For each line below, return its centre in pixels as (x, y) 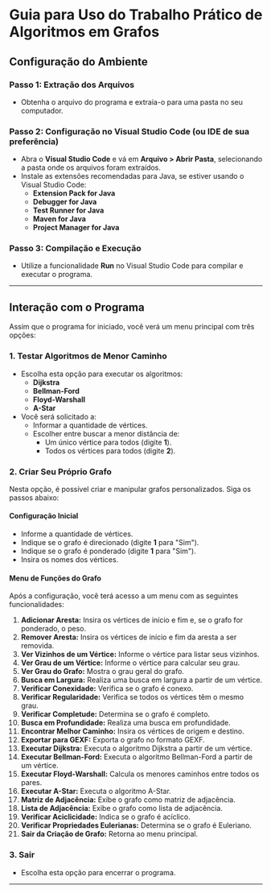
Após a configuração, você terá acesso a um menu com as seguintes (124, 596)
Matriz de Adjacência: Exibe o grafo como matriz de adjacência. (128, 800)
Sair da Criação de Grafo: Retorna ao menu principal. (109, 834)
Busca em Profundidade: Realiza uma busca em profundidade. (126, 723)
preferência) (34, 141)
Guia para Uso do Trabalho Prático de (136, 15)
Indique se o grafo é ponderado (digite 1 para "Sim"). (108, 551)
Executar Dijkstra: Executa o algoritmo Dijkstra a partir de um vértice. (136, 748)
